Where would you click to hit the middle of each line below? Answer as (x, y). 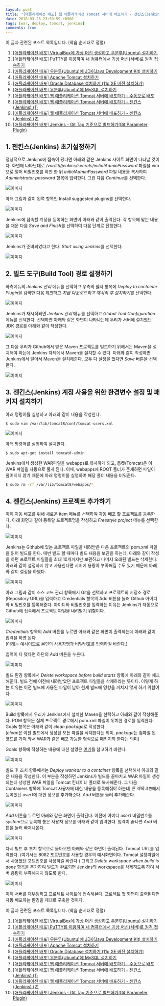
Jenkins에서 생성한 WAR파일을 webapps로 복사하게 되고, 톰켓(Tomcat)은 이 (79, 463)
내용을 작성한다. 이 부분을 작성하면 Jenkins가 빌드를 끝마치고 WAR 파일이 (81, 776)
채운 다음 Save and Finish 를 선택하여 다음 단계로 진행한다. (67, 226)
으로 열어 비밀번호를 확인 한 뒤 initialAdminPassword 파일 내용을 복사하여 (76, 172)
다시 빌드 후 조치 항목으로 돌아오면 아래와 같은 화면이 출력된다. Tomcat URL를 (80, 848)
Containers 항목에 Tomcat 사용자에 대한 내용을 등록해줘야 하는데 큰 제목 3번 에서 (83, 788)
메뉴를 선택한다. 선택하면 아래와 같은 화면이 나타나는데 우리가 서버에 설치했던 (79, 320)
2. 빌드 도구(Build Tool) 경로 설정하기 (59, 274)
